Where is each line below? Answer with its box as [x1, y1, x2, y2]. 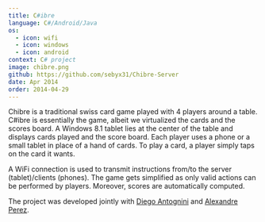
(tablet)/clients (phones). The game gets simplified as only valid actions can [8, 173, 256, 182]
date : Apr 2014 [8, 78, 59, 86]
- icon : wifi [15, 33, 59, 42]
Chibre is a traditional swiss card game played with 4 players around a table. [8, 107, 258, 117]
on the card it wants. [8, 149, 75, 159]
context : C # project [8, 56, 77, 64]
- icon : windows [15, 41, 69, 49]
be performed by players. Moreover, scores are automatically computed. [8, 182, 245, 191]
